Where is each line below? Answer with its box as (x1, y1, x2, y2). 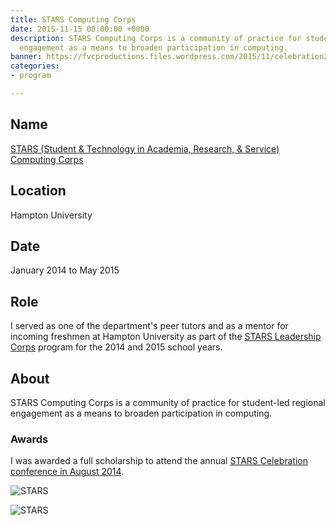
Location (10, 182, 67, 200)
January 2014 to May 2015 (10, 264, 120, 276)
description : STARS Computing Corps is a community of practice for (10, 33, 302, 43)
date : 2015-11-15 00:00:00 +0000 (10, 24, 150, 34)
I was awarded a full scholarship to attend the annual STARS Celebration (10, 455, 309, 467)
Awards (10, 432, 49, 446)
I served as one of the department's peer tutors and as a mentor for (10, 320, 289, 332)
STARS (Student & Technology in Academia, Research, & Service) (10, 142, 280, 155)
